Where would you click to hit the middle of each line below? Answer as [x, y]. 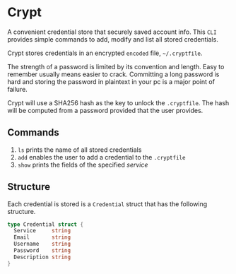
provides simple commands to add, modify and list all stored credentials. [113, 39]
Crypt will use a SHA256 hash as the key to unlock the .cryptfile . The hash [118, 102]
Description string [42, 257]
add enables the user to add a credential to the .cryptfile [101, 157]
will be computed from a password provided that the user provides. [105, 110]
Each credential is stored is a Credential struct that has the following [107, 204]
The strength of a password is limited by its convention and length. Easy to [116, 66]
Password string [42, 251]
